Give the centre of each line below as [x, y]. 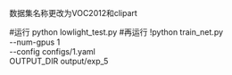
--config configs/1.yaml [52, 51]
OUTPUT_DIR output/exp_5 [59, 61]
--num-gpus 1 [35, 42]
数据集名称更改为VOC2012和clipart [74, 13]
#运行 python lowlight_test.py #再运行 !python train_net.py [116, 32]
